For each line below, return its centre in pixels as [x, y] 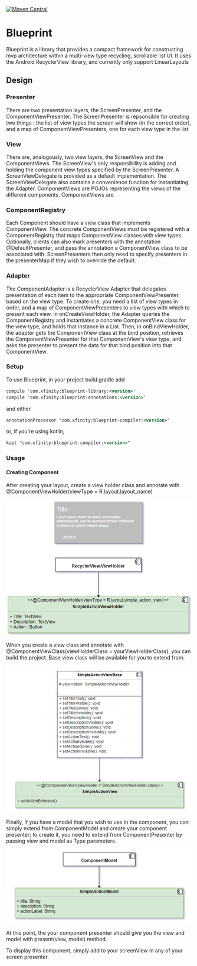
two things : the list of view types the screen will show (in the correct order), [99, 123]
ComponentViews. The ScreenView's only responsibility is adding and [91, 163]
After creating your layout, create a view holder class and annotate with [93, 485]
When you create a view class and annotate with [65, 645]
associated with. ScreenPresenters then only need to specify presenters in [97, 254]
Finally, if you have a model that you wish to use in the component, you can [98, 822]
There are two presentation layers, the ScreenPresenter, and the [84, 110]
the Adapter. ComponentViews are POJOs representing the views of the [93, 188]
